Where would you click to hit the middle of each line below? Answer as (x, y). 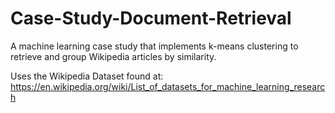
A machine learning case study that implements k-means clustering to (154, 46)
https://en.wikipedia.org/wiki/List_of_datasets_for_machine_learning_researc (168, 86)
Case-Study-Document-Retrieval (151, 18)
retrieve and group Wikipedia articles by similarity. (113, 56)
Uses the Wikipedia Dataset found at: (87, 76)
